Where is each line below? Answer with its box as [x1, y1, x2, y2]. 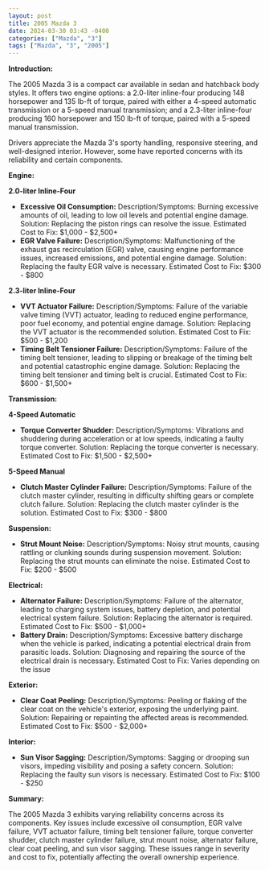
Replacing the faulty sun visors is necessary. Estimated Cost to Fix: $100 [19, 770, 261, 780]
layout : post [8, 11, 52, 20]
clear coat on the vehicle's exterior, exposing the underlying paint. [19, 704, 239, 714]
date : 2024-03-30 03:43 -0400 [8, 27, 110, 35]
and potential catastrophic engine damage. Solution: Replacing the [19, 362, 241, 371]
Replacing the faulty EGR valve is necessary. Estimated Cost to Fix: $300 [19, 262, 262, 271]
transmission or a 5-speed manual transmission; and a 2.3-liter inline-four [8, 106, 252, 115]
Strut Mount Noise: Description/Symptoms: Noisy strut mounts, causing [19, 539, 259, 549]
